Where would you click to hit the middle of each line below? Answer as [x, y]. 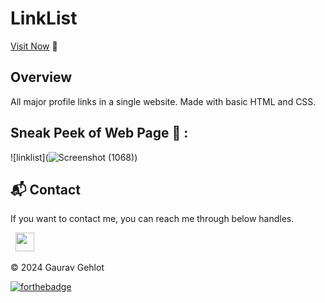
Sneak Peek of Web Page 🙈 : [99, 133]
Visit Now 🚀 [34, 46]
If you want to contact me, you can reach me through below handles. [152, 219]
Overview [41, 77]
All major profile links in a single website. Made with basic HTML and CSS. [163, 101]
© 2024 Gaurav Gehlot [57, 268]
